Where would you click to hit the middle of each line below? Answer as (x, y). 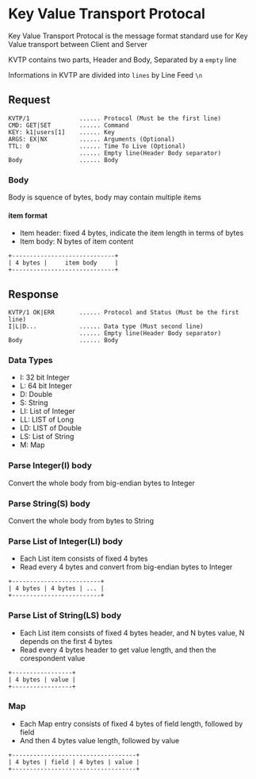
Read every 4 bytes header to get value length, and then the (118, 650)
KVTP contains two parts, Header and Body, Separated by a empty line (122, 60)
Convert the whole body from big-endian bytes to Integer (102, 483)
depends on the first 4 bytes (66, 641)
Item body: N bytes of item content (76, 241)
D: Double (36, 395)
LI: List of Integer (47, 411)
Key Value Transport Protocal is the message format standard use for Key (128, 36)
